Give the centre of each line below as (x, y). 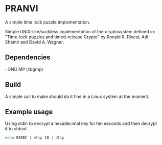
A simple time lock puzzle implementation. (48, 22)
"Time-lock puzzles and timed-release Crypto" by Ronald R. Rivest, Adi (77, 37)
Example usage (29, 111)
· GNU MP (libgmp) (24, 69)
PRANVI (22, 9)
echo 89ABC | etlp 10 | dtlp (35, 138)
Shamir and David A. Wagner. (35, 42)
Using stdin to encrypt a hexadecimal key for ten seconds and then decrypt (81, 123)
